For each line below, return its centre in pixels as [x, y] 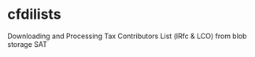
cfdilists [34, 14]
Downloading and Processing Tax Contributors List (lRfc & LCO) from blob [127, 36]
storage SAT [28, 44]
